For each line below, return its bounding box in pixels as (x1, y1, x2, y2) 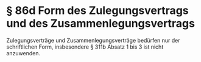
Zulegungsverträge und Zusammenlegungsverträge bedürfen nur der (6, 36, 181, 44)
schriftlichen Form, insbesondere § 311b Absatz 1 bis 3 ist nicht (6, 43, 164, 50)
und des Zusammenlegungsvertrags (6, 16, 195, 30)
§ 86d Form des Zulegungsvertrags (6, 4, 189, 18)
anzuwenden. (6, 49, 41, 57)
